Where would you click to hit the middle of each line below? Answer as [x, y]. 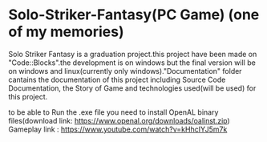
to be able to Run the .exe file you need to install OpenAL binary [113, 112]
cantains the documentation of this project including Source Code [117, 79]
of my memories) [66, 32]
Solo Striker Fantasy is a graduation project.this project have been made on [133, 54]
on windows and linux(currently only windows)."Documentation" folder [125, 71]
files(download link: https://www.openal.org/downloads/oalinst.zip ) [119, 120]
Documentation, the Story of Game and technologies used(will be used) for [132, 88]
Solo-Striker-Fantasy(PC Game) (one [134, 15]
